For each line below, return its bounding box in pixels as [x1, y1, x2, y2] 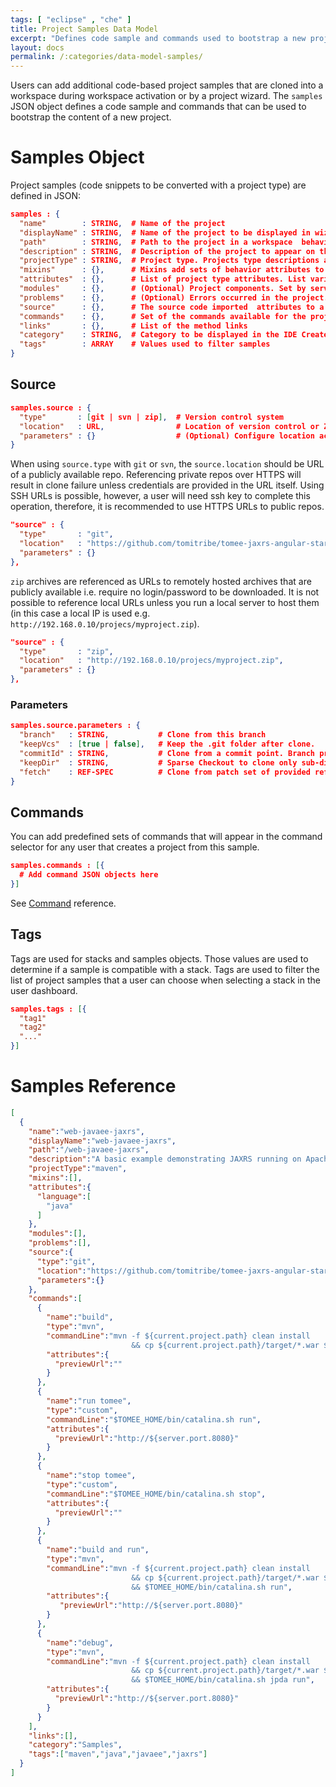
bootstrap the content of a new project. [10, 111, 172, 123]
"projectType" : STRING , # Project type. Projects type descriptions [19, 256, 320, 266]
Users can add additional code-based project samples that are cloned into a [10, 79, 324, 91]
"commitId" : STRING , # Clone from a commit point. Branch [19, 748, 315, 758]
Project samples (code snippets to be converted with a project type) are [10, 179, 307, 191]
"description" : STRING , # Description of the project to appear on [19, 246, 316, 256]
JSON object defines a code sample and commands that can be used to [10, 101, 307, 113]
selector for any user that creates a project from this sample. [10, 841, 260, 853]
